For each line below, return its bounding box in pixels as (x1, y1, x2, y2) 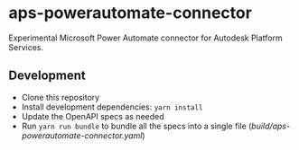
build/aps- (251, 120, 291, 131)
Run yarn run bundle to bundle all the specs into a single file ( (21, 120, 252, 131)
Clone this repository (21, 92, 100, 102)
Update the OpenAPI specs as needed (21, 110, 164, 121)
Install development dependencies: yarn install (21, 101, 203, 112)
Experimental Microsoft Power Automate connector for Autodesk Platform (8, 32, 284, 43)
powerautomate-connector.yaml (21, 129, 143, 141)
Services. (8, 41, 44, 52)
